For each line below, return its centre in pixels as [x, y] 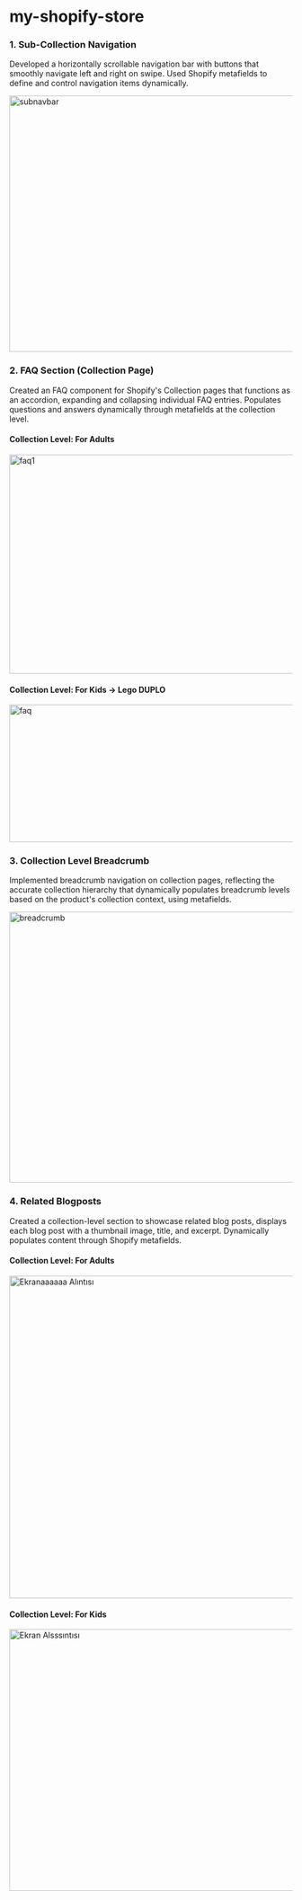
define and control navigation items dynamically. [99, 84]
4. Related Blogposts [55, 1202]
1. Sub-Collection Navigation [73, 45]
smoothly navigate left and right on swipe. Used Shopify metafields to [138, 74]
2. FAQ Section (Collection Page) [82, 370]
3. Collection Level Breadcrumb [80, 861]
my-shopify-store [77, 17]
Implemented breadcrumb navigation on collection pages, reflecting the [142, 880]
